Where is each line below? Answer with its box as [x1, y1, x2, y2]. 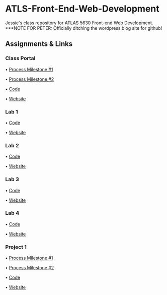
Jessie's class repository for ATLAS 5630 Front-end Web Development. [5, 20, 153, 26]
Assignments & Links [5, 40, 73, 48]
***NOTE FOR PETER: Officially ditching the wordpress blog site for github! [5, 25, 162, 31]
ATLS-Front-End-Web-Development [5, 3, 159, 15]
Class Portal [5, 55, 36, 62]
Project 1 [5, 243, 27, 250]
